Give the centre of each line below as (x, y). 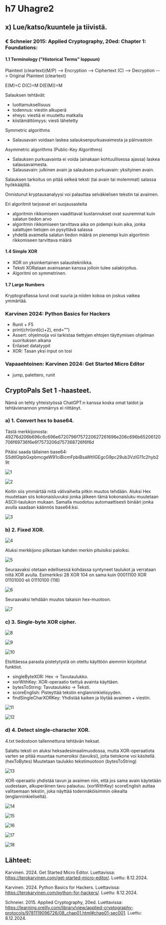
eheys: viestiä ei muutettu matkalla (48, 115)
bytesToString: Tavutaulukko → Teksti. (51, 687)
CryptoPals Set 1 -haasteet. (48, 391)
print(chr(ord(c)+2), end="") (41, 330)
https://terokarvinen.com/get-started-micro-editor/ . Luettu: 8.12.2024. (77, 878)
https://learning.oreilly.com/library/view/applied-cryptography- (69, 908)
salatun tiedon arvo (32, 219)
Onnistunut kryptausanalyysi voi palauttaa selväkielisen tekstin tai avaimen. (82, 194)
